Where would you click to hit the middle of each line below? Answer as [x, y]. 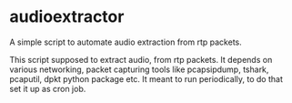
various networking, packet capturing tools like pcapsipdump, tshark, [139, 69]
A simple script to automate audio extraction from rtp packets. [126, 42]
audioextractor [67, 17]
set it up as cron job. [48, 88]
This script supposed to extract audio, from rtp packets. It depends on [141, 59]
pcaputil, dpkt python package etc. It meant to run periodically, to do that [146, 78]
